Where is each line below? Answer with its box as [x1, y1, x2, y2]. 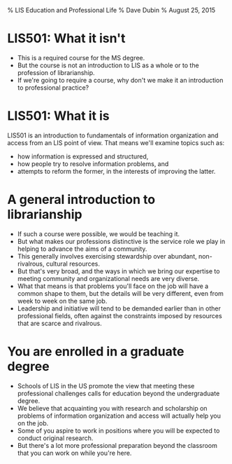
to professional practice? [17, 83, 89, 92]
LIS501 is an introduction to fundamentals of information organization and [7, 131, 219, 139]
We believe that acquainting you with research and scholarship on [17, 404, 208, 412]
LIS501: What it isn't [7, 31, 126, 46]
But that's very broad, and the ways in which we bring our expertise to [17, 266, 220, 275]
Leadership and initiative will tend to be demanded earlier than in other [17, 304, 222, 313]
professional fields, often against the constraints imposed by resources [17, 311, 222, 320]
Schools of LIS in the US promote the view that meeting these [17, 381, 195, 390]
